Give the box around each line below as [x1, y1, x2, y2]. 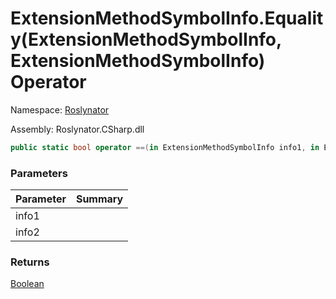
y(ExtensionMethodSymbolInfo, [10, 28, 282, 51]
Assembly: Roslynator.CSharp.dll [10, 123, 145, 135]
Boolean [10, 278, 45, 290]
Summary [75, 192, 124, 206]
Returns [10, 255, 50, 269]
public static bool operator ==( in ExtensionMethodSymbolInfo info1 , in [10, 142, 320, 152]
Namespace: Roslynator [10, 103, 110, 116]
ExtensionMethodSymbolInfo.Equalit [10, 7, 324, 30]
